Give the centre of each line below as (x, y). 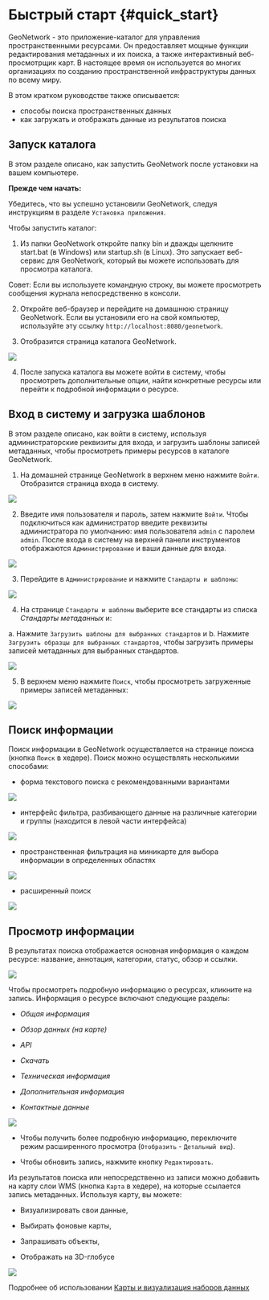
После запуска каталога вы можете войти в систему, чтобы (123, 372)
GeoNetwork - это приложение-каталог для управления (104, 37)
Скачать (35, 1061)
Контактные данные (55, 1107)
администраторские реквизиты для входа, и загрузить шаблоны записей (134, 442)
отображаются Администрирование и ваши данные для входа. (123, 548)
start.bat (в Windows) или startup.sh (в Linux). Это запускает (122, 251)
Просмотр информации (71, 931)
